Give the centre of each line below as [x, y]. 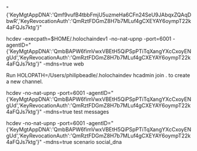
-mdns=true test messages [76, 112]
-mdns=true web [64, 64]
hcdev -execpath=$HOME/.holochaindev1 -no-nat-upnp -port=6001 [89, 39]
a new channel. [24, 81]
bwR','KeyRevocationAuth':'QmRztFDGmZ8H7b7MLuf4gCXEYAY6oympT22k [99, 21]
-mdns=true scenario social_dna [83, 142]
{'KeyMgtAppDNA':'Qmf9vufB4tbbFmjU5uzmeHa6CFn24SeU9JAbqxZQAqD [99, 15]
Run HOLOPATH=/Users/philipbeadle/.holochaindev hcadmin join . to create [98, 75]
